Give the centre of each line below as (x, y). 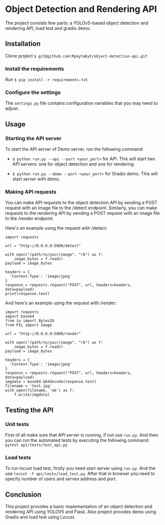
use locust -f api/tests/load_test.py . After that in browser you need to (80, 474)
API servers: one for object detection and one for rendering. (74, 164)
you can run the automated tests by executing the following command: (77, 440)
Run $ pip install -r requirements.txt (46, 80)
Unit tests (17, 424)
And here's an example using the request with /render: (61, 303)
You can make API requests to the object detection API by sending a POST (81, 203)
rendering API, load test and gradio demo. (48, 28)
